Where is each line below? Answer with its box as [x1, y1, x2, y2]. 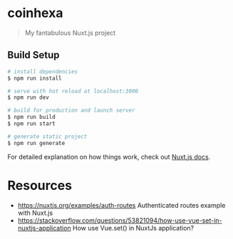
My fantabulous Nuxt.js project [24, 28, 116, 37]
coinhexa [7, 5, 63, 21]
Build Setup [7, 49, 60, 61]
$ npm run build [7, 114, 56, 121]
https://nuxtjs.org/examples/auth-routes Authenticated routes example [17, 201, 226, 209]
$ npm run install [7, 75, 62, 82]
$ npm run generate [7, 139, 66, 147]
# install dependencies [7, 68, 78, 75]
